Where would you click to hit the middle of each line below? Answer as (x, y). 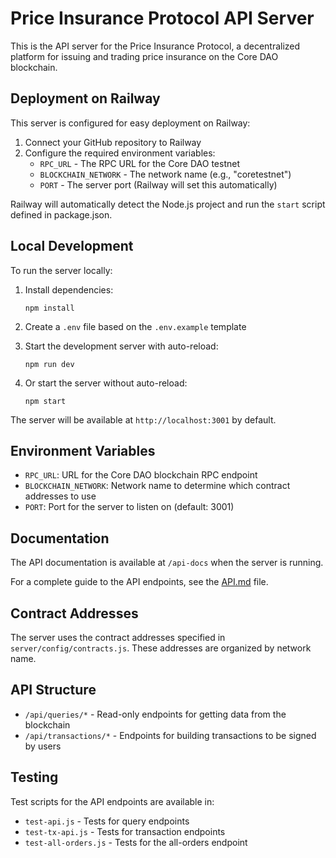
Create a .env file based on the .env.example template (135, 326)
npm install (49, 308)
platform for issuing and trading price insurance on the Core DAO (144, 56)
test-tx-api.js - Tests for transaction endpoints (125, 831)
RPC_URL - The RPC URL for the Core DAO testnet (139, 163)
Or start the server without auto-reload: (106, 383)
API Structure (53, 690)
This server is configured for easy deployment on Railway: (130, 123)
